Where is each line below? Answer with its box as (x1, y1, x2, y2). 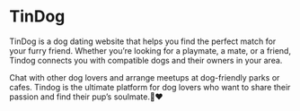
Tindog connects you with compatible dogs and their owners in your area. (9, 55, 283, 65)
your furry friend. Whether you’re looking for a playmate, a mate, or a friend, (9, 45, 292, 55)
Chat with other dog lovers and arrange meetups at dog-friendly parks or (9, 72, 280, 82)
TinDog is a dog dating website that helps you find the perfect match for (9, 36, 277, 47)
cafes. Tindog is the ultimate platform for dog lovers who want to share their (9, 81, 291, 92)
